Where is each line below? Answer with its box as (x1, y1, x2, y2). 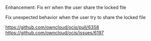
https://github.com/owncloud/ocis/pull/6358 (5, 24, 99, 30)
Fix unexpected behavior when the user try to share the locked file (5, 14, 146, 20)
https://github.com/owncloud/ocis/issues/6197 (5, 30, 104, 35)
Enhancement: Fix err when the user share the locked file (5, 5, 127, 10)
